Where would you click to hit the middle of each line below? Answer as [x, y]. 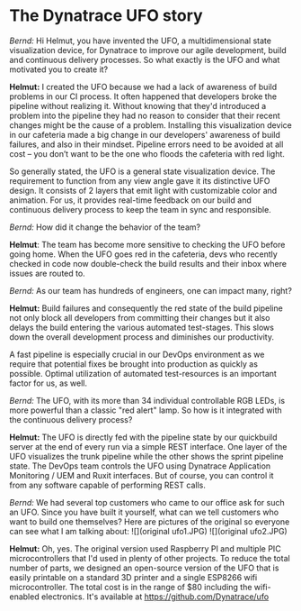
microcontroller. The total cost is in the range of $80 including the [131, 587]
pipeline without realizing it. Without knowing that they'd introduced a [138, 105]
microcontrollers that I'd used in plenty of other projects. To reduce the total [150, 558]
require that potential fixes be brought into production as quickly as [134, 364]
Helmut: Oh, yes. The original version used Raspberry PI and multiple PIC [145, 548]
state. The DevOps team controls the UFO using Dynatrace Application [140, 466]
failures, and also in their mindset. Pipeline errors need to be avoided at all [146, 144]
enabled [24, 597]
